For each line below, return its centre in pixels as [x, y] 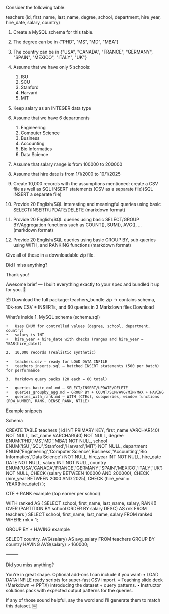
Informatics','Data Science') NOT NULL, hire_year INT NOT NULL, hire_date [83, 457]
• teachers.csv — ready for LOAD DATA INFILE [57, 362]
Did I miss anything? [27, 265]
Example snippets [24, 411]
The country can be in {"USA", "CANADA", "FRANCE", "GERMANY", [83, 52]
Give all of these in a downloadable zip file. [50, 255]
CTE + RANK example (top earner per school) [53, 494]
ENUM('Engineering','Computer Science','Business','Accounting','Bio [76, 452]
